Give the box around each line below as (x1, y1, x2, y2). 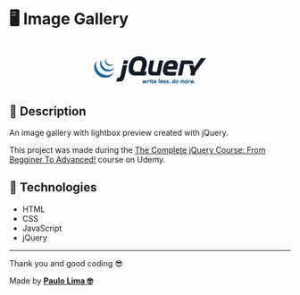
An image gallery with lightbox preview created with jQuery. (9, 127, 229, 138)
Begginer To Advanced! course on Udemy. (9, 154, 166, 164)
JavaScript (21, 223, 62, 233)
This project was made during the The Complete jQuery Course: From (9, 144, 266, 155)
